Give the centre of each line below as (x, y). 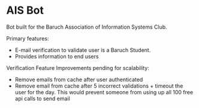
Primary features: (28, 38)
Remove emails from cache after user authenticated (79, 79)
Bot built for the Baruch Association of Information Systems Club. (87, 27)
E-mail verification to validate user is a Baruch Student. (83, 50)
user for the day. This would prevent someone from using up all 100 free (104, 92)
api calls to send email (42, 98)
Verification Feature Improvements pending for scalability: (78, 68)
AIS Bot (25, 10)
